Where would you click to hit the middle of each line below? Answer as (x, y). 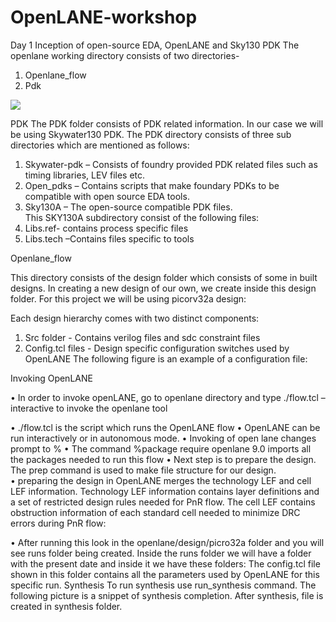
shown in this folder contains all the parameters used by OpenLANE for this (165, 574)
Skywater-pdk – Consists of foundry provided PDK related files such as (171, 164)
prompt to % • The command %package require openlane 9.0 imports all (161, 448)
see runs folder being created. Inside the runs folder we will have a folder (161, 553)
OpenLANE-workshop (104, 17)
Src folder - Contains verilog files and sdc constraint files (142, 337)
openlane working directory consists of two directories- (125, 55)
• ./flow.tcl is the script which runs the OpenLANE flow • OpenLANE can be (165, 427)
